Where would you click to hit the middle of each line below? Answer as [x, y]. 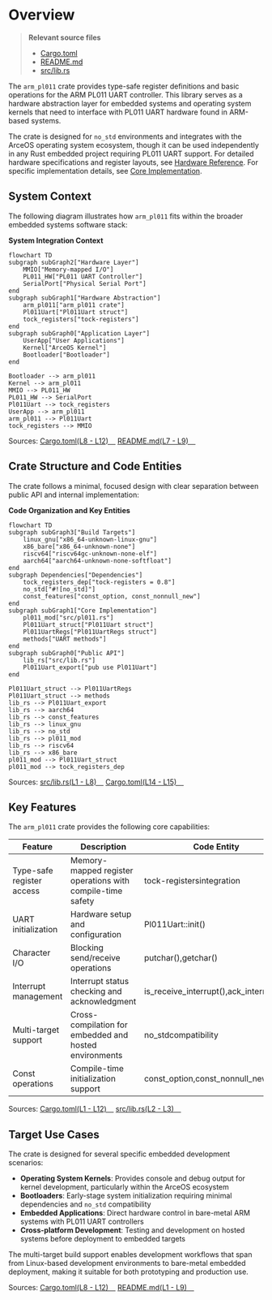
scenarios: [26, 1163]
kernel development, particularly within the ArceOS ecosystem [124, 1187]
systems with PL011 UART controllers [82, 1222]
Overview [42, 15]
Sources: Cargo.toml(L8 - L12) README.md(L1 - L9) [98, 1288]
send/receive [95, 958]
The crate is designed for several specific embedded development [119, 1154]
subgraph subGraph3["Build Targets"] [72, 532]
